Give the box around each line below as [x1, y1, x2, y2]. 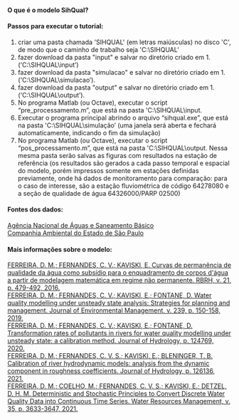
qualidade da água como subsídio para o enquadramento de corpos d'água [7, 268, 229, 277]
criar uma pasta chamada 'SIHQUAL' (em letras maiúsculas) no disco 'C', [17, 38, 231, 46]
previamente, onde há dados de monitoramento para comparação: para [17, 174, 228, 182]
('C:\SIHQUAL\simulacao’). [17, 75, 96, 84]
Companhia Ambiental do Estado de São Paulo [7, 229, 144, 237]
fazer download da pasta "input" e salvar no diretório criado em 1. [17, 53, 211, 61]
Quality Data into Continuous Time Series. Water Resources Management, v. [7, 397, 231, 406]
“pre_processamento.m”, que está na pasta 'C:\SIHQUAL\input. [17, 105, 203, 114]
